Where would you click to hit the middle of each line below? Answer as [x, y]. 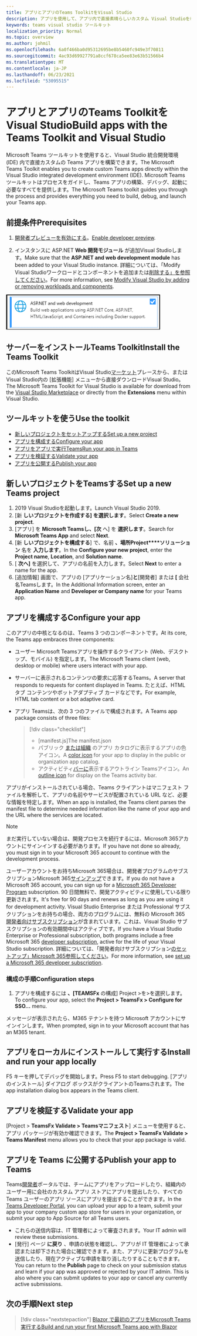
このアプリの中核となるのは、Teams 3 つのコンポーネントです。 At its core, [97, 633]
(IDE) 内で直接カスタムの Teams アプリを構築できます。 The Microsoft [90, 163]
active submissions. [38, 1284]
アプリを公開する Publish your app [55, 463]
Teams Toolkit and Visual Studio [86, 138]
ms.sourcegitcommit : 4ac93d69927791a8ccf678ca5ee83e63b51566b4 [85, 56]
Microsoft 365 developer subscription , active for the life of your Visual [91, 942]
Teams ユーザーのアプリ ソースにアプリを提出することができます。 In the [94, 1199]
